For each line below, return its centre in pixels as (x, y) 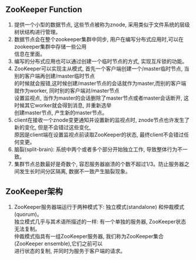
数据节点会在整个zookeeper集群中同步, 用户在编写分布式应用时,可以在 (99, 39)
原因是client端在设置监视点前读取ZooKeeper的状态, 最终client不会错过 (99, 134)
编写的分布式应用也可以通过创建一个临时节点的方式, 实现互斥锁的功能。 (101, 61)
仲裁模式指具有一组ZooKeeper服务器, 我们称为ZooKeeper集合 (89, 236)
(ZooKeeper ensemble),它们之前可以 (58, 244)
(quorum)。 (28, 214)
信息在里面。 (29, 54)
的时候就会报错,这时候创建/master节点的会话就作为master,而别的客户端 (100, 83)
